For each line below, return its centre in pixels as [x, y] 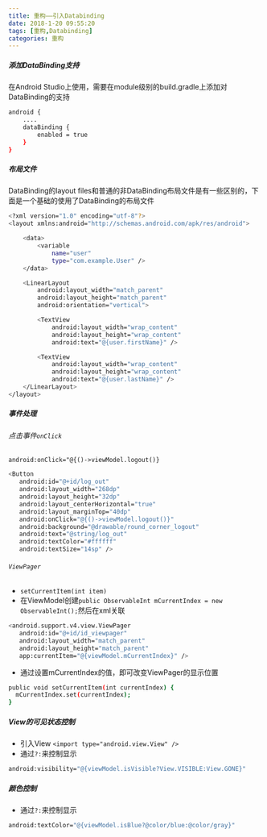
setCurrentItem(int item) [63, 592]
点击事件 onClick [35, 435]
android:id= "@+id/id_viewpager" [73, 634]
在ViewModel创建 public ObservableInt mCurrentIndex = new [121, 601]
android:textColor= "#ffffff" [68, 542]
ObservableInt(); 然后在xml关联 [72, 610]
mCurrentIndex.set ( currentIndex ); [73, 695]
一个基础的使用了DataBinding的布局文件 [88, 201]
